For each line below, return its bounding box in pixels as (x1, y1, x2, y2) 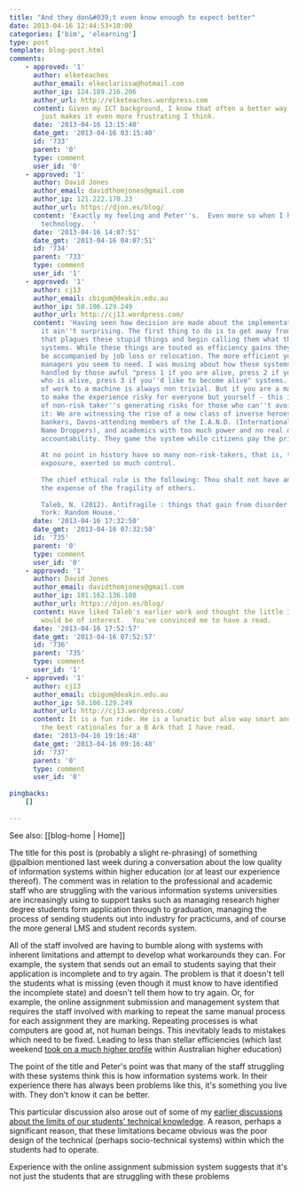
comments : (9, 54, 46, 63)
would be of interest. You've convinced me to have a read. (41, 615, 272, 624)
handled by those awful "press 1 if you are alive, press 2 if (41, 368, 279, 377)
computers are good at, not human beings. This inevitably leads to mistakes (9, 1025, 286, 1035)
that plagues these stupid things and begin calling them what (41, 335, 279, 344)
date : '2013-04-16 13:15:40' (32, 121, 141, 130)
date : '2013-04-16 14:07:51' (32, 227, 141, 236)
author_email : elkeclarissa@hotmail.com (32, 79, 184, 88)
